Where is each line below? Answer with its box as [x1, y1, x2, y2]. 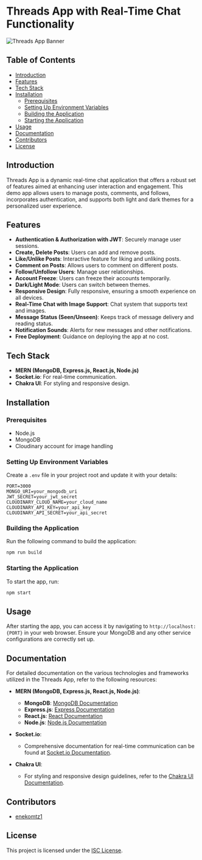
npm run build [6, 549, 43, 555]
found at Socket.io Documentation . [24, 749, 112, 756]
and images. [15, 307, 47, 314]
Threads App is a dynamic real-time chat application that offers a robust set [6, 176, 197, 183]
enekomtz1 [15, 812, 43, 820]
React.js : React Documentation [24, 713, 103, 720]
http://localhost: [149, 624, 197, 630]
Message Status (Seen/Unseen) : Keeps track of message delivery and [15, 314, 194, 321]
